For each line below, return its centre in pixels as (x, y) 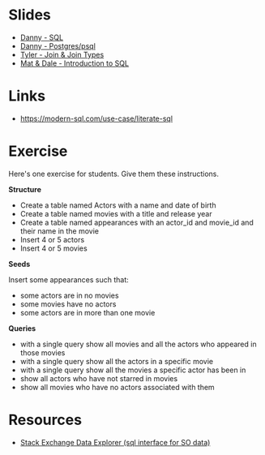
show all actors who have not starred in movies (99, 378)
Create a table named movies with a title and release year (116, 213)
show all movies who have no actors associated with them (117, 387)
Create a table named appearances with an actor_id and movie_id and (137, 222)
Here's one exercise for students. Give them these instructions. (114, 174)
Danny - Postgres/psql (58, 45)
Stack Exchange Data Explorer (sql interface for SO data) (115, 442)
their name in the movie (60, 231)
